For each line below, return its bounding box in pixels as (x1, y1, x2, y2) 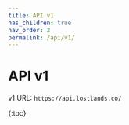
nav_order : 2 (8, 26, 51, 34)
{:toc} (8, 108, 27, 118)
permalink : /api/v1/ (8, 33, 76, 42)
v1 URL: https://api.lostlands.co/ (8, 94, 122, 103)
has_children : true (8, 19, 72, 27)
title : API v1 (8, 11, 55, 20)
